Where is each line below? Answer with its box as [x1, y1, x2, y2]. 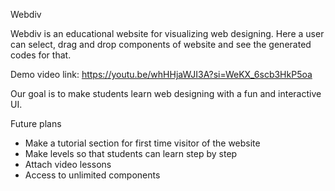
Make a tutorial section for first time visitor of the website [24, 137, 261, 149]
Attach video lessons [24, 159, 112, 170]
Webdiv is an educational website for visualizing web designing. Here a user [10, 28, 325, 39]
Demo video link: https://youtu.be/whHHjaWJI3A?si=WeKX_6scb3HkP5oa [10, 69, 313, 80]
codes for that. [10, 49, 72, 61]
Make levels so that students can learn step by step [24, 148, 238, 159]
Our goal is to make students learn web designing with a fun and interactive [10, 88, 322, 99]
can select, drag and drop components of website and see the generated [10, 39, 312, 50]
